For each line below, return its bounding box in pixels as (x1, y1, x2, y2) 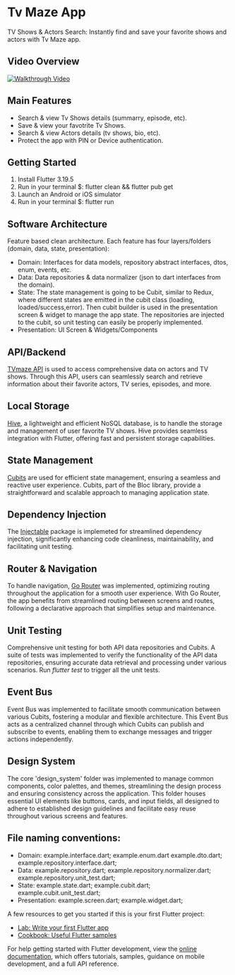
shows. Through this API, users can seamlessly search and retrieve (7, 372, 203, 381)
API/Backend (7, 346, 66, 358)
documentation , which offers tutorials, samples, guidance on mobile (7, 952, 205, 960)
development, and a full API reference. (7, 959, 119, 968)
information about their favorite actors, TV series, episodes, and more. (7, 380, 212, 388)
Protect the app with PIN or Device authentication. (17, 136, 164, 145)
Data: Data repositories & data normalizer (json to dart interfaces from (17, 273, 221, 282)
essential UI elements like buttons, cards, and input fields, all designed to (7, 796, 220, 805)
